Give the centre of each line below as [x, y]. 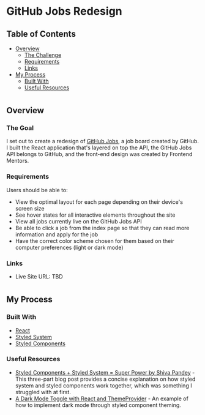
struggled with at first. [43, 392]
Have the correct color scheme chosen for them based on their [95, 241]
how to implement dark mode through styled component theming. [98, 405]
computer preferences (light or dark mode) [69, 247]
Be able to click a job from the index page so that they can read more [102, 228]
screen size [30, 208]
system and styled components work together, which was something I [103, 385]
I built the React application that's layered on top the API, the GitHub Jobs [99, 148]
